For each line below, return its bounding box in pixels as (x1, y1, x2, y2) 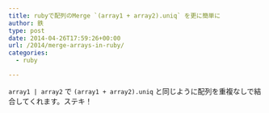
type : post (8, 26, 45, 34)
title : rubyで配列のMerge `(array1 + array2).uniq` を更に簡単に (8, 11, 221, 20)
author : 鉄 (8, 19, 44, 27)
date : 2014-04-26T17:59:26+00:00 (8, 34, 121, 42)
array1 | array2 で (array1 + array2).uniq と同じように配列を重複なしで (8, 86, 254, 96)
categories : (8, 49, 48, 57)
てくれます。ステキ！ (22, 96, 93, 106)
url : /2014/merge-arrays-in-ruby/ (8, 42, 125, 50)
